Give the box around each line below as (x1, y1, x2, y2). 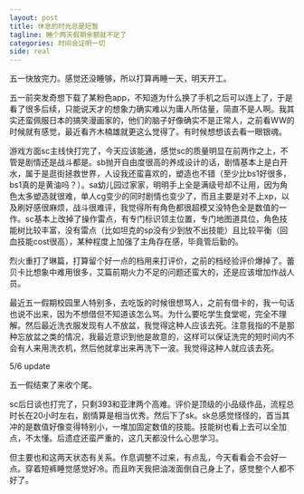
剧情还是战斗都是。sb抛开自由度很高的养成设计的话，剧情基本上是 (24, 157, 272, 168)
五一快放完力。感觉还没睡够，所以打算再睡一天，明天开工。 (9, 73, 232, 84)
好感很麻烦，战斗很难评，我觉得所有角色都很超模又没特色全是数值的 (24, 202, 279, 213)
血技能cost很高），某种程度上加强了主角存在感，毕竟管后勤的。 (9, 237, 244, 247)
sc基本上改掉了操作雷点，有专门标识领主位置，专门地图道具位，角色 (24, 214, 280, 225)
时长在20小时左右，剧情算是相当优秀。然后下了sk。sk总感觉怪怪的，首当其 (9, 410, 290, 421)
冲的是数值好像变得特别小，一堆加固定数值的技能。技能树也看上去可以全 (9, 421, 279, 432)
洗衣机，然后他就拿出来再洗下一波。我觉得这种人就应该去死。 (48, 343, 279, 354)
